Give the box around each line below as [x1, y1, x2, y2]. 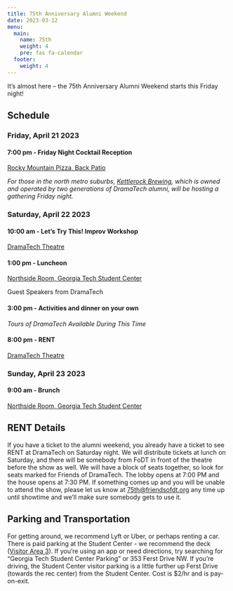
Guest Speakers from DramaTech [7, 288, 104, 296]
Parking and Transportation [7, 513, 131, 525]
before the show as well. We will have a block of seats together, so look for [7, 463, 224, 471]
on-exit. [7, 576, 30, 585]
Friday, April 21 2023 [7, 131, 79, 140]
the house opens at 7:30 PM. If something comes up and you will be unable [7, 478, 225, 486]
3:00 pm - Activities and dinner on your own [7, 304, 139, 312]
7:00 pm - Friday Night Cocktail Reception [7, 148, 133, 157]
